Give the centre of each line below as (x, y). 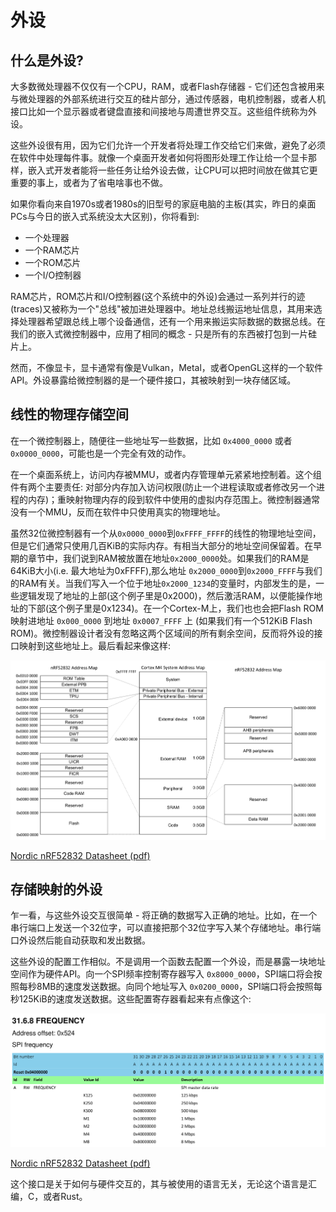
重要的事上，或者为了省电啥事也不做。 (89, 182)
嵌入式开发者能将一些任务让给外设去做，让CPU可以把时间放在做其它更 (172, 170)
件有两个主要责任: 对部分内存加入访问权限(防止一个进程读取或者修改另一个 (163, 487)
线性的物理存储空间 (69, 414)
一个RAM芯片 (52, 250)
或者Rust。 (65, 1197)
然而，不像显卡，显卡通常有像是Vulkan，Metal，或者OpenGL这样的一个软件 (166, 367)
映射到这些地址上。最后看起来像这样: (95, 645)
